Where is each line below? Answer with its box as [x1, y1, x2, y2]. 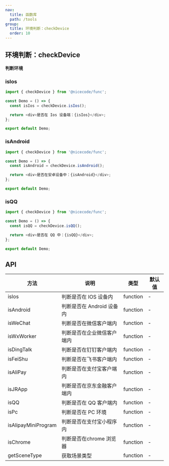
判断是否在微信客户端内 [61, 320, 117, 327]
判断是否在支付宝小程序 [61, 418, 117, 425]
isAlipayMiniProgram [8, 422, 57, 429]
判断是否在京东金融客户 [61, 382, 117, 389]
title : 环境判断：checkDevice [10, 26, 69, 31]
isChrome [8, 439, 31, 446]
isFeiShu [8, 356, 28, 363]
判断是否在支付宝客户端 [61, 365, 117, 372]
